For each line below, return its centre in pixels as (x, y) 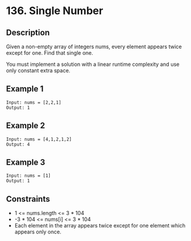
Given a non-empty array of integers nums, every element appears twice (94, 46)
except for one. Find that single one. (50, 53)
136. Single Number (55, 11)
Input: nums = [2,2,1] (34, 102)
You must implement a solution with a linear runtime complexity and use (93, 64)
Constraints (28, 199)
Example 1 (25, 89)
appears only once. (38, 232)
